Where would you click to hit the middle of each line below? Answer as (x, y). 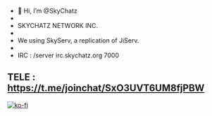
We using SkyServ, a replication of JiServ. (78, 41)
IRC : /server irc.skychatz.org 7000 (68, 55)
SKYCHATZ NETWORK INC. (58, 26)
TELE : (21, 77)
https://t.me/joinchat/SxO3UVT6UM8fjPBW (106, 88)
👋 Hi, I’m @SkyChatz (47, 11)
